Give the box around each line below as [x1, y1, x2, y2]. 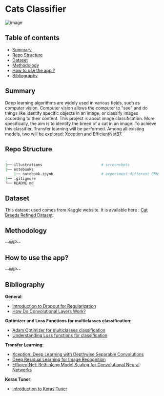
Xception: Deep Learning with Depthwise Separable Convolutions [12, 351, 144, 357]
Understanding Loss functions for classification [12, 332, 108, 338]
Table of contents [5, 34, 60, 42]
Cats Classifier [5, 3, 66, 15]
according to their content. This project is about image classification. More [5, 115, 155, 121]
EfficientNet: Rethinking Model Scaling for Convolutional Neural [12, 361, 140, 367]
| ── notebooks [5, 167, 34, 172]
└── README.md [5, 181, 34, 186]
